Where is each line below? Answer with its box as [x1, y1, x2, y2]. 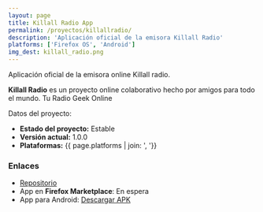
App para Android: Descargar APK [19, 195, 131, 205]
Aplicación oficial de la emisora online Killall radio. [8, 70, 171, 79]
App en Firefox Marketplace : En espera [19, 187, 150, 196]
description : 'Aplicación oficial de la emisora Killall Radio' [8, 33, 224, 42]
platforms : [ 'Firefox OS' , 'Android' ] [8, 41, 135, 49]
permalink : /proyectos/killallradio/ [8, 26, 132, 34]
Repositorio [19, 178, 57, 188]
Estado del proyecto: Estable [19, 124, 116, 133]
